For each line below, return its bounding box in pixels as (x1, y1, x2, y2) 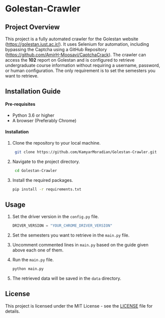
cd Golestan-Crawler (14, 168, 57, 173)
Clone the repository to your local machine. (12, 140, 101, 146)
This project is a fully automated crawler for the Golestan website (5, 36, 139, 42)
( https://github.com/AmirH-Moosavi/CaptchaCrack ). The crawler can (5, 52, 146, 58)
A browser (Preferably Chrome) (12, 117, 77, 123)
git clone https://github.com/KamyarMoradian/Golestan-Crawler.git (14, 150, 157, 155)
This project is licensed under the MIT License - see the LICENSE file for (5, 303, 153, 309)
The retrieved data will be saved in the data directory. (12, 275, 121, 281)
